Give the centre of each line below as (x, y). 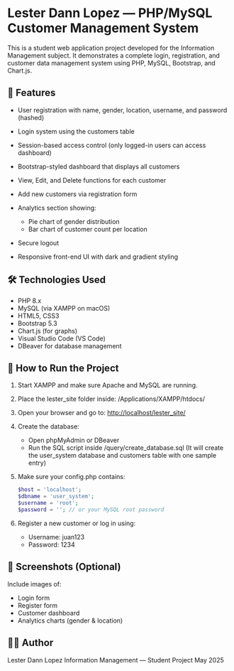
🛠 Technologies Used (57, 280)
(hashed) (31, 117)
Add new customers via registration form (77, 194)
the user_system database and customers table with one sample (122, 456)
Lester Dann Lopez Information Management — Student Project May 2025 (116, 660)
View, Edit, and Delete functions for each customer (92, 180)
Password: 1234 (52, 544)
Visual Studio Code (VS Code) (62, 338)
